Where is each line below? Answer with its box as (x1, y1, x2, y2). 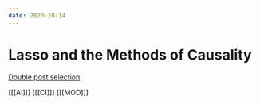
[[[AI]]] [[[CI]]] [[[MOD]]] (8, 87, 89, 97)
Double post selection (8, 72, 81, 82)
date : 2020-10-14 (8, 11, 66, 20)
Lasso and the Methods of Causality (8, 45, 253, 64)
